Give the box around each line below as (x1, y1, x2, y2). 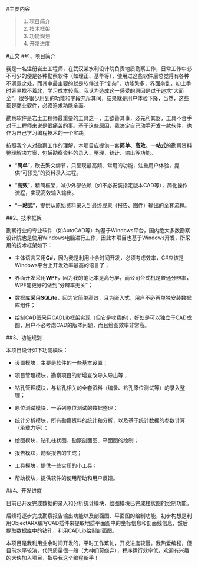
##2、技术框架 (6, 215, 42, 221)
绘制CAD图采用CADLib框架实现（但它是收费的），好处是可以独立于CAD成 (14, 314, 192, 321)
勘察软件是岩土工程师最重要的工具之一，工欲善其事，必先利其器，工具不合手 (6, 115, 192, 121)
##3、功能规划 (6, 334, 42, 341)
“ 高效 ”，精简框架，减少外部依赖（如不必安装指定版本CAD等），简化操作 (14, 182, 188, 189)
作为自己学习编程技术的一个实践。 (6, 129, 89, 136)
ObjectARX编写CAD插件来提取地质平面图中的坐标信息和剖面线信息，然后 (11, 520, 189, 526)
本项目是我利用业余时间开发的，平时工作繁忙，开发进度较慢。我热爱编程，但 (6, 540, 192, 546)
